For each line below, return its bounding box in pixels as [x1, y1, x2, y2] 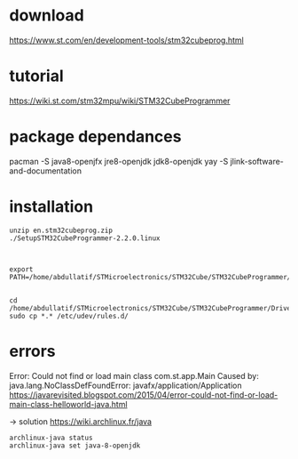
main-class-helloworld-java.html [9, 399, 128, 409]
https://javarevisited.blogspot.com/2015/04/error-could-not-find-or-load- [9, 389, 278, 400]
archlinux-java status [9, 433, 93, 442]
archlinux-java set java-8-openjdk [9, 441, 141, 450]
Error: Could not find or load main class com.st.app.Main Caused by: [9, 370, 259, 381]
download [9, 5, 84, 26]
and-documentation [9, 165, 82, 176]
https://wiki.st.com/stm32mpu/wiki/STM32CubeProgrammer [9, 95, 231, 106]
